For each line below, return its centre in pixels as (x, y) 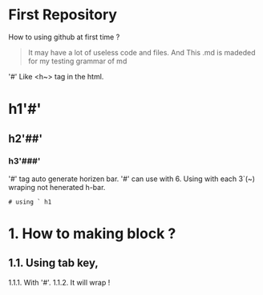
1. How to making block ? (92, 233)
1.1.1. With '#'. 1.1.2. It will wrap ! (59, 282)
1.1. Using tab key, (53, 263)
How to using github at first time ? (64, 37)
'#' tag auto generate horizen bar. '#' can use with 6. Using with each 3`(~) (131, 179)
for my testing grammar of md (77, 61)
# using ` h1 (30, 202)
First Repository (63, 15)
